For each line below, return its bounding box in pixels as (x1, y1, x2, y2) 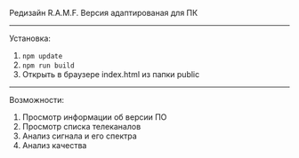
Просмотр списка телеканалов (21, 122, 141, 131)
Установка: (9, 33, 52, 43)
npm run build (21, 61, 75, 70)
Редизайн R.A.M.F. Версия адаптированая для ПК (9, 8, 198, 18)
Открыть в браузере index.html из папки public (21, 69, 200, 79)
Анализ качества (21, 140, 87, 150)
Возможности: (9, 95, 65, 105)
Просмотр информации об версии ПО (21, 112, 167, 122)
